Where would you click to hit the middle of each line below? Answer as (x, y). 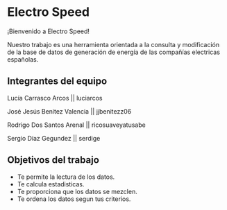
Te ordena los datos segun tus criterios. (74, 199)
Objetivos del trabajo (53, 160)
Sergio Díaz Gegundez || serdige (54, 138)
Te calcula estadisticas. (51, 184)
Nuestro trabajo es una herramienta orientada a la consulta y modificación (113, 44)
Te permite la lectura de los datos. (66, 177)
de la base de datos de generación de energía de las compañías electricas (114, 52)
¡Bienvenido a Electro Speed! (49, 31)
